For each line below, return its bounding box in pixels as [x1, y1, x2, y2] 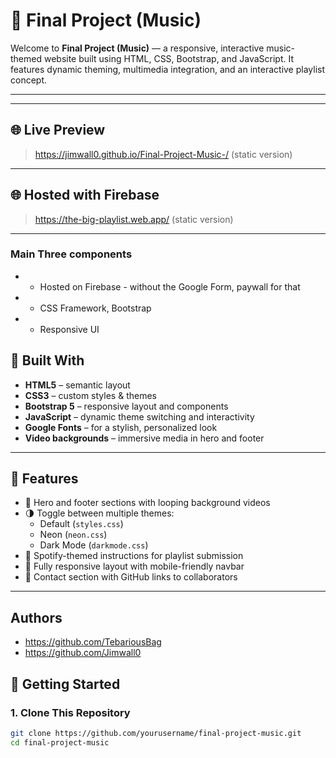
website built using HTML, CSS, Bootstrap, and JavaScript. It [43, 52, 294, 64]
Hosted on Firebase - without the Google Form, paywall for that [39, 280, 301, 293]
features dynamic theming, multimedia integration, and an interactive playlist [10, 63, 326, 75]
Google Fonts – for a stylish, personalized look [24, 421, 218, 433]
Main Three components [10, 247, 133, 261]
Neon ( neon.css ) [39, 529, 108, 541]
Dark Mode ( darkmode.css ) [39, 539, 149, 551]
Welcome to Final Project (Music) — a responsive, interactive [10, 42, 265, 54]
